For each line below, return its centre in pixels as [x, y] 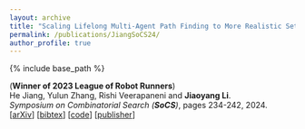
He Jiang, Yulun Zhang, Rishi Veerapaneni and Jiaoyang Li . [120, 96]
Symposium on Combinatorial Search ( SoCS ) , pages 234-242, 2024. [138, 106]
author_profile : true [50, 43]
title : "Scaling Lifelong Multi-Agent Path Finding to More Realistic [146, 26]
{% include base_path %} [57, 69]
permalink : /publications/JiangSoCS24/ [85, 34]
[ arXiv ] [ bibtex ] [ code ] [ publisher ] [73, 115]
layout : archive [40, 18]
